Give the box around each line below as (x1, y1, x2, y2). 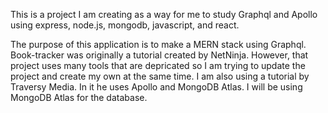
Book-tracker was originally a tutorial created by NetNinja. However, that (10, 49, 309, 61)
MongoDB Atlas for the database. (10, 92, 148, 103)
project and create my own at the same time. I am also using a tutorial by (10, 70, 310, 82)
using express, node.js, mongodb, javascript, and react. (10, 19, 240, 31)
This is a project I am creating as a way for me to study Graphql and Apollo (10, 9, 318, 20)
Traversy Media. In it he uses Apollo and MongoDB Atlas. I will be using (10, 81, 303, 93)
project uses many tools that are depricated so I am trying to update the (10, 60, 306, 71)
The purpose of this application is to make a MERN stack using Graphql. (10, 39, 307, 50)
